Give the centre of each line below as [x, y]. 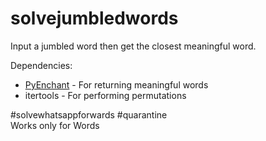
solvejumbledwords [94, 18]
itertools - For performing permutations [105, 95]
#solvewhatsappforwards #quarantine [89, 114]
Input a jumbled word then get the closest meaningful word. [133, 46]
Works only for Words [55, 125]
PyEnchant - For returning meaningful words [116, 84]
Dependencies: [41, 65]
